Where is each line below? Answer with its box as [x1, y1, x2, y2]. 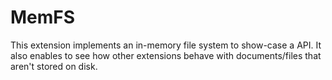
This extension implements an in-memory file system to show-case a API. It [10, 39, 322, 51]
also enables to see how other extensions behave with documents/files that [10, 49, 322, 61]
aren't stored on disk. [10, 60, 98, 72]
